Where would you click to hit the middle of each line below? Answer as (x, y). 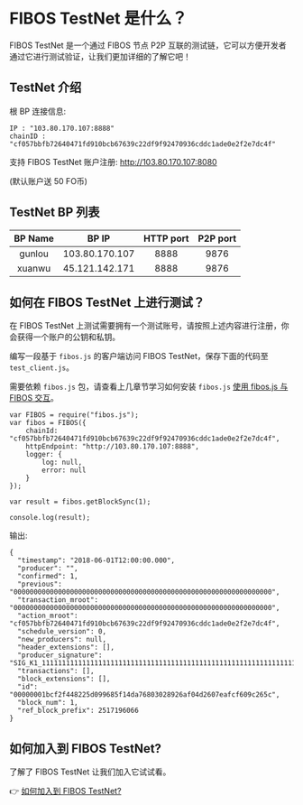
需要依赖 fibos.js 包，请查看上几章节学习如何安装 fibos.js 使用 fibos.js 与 (149, 387)
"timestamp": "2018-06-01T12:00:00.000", (96, 560)
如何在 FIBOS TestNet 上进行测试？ (107, 302)
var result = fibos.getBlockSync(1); (80, 502)
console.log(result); (50, 518)
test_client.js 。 (42, 367)
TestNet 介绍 (46, 88)
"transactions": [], (56, 671)
